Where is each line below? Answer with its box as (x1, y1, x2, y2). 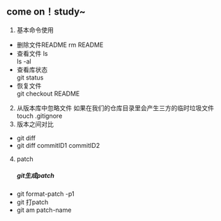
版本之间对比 (16, 120, 54, 128)
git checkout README (16, 89, 80, 98)
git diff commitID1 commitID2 (16, 141, 100, 149)
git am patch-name (16, 206, 72, 214)
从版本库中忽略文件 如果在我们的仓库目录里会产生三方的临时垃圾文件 (16, 103, 214, 112)
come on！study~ (6, 6, 86, 18)
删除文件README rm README (16, 40, 104, 49)
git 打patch (16, 197, 49, 206)
